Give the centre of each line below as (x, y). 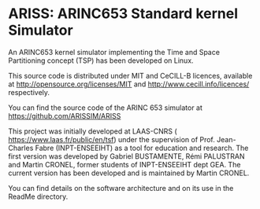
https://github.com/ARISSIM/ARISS (65, 115)
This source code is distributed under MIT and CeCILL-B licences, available (130, 75)
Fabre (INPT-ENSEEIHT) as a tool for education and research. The (142, 148)
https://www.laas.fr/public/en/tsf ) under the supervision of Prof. (111, 139)
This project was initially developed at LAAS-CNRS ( (93, 131)
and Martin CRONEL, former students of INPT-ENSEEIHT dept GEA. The (124, 164)
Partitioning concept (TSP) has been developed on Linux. (101, 60)
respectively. (29, 92)
